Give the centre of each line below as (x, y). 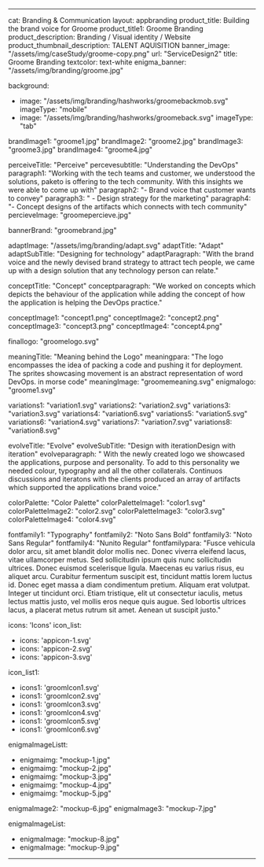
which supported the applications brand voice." (85, 487)
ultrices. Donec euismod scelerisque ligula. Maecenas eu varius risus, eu (126, 568)
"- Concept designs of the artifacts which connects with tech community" (128, 207)
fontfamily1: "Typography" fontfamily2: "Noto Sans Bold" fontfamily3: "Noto (130, 535)
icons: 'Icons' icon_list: (45, 625)
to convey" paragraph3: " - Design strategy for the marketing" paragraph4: (130, 198)
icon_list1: (24, 672)
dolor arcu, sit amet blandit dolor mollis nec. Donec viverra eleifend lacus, (127, 551)
